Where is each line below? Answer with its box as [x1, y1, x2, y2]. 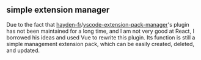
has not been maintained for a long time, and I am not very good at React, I [6, 27, 194, 35]
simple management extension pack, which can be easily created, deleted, [6, 40, 194, 47]
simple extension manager [6, 5, 110, 15]
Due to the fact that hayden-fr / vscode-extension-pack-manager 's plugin [6, 21, 189, 28]
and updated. [6, 47, 40, 54]
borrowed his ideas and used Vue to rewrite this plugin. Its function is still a [6, 33, 196, 41]
